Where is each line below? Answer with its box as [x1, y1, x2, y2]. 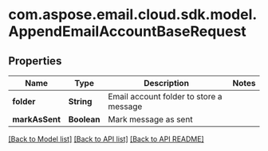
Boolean [68, 114, 100, 125]
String [68, 96, 93, 106]
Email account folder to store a [107, 91, 223, 102]
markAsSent [12, 114, 61, 125]
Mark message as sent [107, 114, 193, 125]
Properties [8, 54, 62, 68]
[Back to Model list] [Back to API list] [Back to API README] [8, 134, 205, 144]
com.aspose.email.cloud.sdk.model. [8, 6, 258, 24]
